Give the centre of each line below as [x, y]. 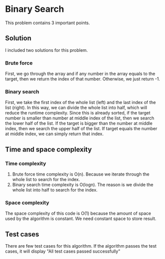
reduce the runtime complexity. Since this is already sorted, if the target [78, 113]
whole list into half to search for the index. [55, 190]
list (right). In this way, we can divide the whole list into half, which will [76, 108]
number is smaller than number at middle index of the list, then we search [80, 118]
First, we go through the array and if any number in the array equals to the [80, 74]
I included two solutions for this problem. [47, 50]
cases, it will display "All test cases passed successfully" [63, 251]
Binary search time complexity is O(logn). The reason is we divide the [83, 185]
